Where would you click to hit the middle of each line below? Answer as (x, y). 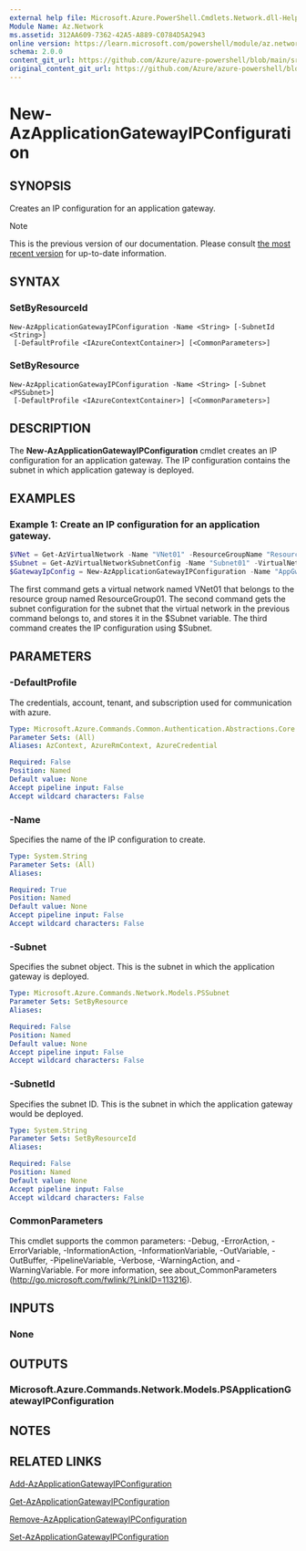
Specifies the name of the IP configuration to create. (108, 839)
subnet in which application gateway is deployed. (102, 470)
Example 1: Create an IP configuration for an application (135, 524)
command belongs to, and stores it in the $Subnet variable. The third (138, 618)
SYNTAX (35, 282)
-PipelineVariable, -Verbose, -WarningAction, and (142, 1260)
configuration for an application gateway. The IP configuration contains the (150, 460)
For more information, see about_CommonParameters (177, 1270)
